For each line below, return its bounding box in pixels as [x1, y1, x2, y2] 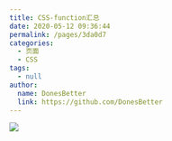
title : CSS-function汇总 [9, 13, 100, 23]
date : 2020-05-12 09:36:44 [9, 22, 111, 31]
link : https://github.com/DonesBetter [17, 97, 164, 107]
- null [17, 72, 42, 81]
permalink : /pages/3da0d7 [9, 30, 106, 39]
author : [9, 80, 39, 89]
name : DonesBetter [17, 89, 87, 98]
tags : [9, 64, 30, 73]
